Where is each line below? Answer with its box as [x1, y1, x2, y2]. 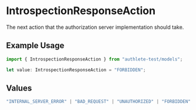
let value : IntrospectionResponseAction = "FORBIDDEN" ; [6, 66, 146, 73]
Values [6, 83, 32, 93]
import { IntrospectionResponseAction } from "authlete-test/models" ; [6, 56, 183, 62]
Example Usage [6, 41, 65, 51]
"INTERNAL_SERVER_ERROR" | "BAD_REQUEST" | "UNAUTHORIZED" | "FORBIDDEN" [6, 99, 191, 105]
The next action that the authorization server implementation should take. [6, 24, 184, 31]
